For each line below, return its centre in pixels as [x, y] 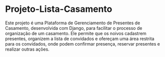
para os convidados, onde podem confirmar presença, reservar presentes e [82, 44]
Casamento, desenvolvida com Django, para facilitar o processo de [74, 28]
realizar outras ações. [27, 49]
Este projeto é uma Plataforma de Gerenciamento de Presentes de [73, 23]
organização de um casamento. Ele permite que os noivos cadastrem [76, 33]
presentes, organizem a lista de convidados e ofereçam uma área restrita [80, 39]
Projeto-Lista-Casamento [59, 9]
